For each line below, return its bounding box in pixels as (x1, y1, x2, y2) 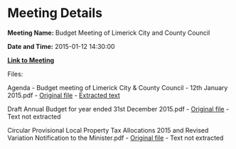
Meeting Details (7, 5, 103, 21)
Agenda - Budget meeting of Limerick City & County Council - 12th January (7, 83, 228, 92)
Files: (7, 70, 23, 78)
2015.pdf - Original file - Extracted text (7, 91, 121, 99)
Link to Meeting (7, 55, 55, 65)
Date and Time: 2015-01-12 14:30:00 (7, 42, 115, 50)
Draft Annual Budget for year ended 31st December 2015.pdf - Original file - (7, 104, 230, 113)
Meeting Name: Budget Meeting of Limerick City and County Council (7, 28, 210, 37)
